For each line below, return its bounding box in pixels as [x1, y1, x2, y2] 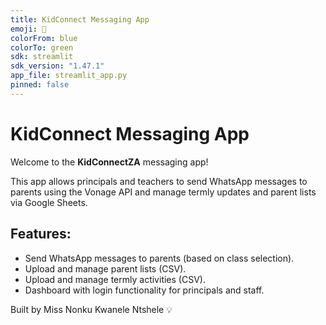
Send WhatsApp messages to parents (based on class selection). [24, 252, 295, 264]
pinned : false [10, 80, 70, 90]
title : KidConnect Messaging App [10, 14, 150, 25]
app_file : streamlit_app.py [10, 71, 128, 81]
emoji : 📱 [10, 24, 47, 34]
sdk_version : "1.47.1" [10, 61, 105, 71]
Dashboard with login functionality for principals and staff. [24, 284, 265, 296]
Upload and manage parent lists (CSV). [24, 262, 187, 275]
